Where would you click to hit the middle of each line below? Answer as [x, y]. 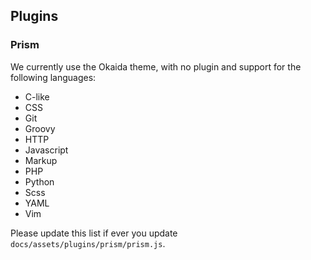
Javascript [46, 150]
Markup [41, 160]
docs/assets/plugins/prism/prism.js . [88, 243]
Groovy [40, 128]
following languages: [53, 77]
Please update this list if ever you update [94, 233]
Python [39, 181]
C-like [37, 96]
